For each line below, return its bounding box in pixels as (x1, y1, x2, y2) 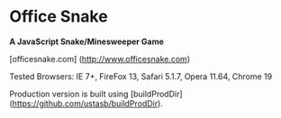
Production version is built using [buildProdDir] (9, 88, 183, 99)
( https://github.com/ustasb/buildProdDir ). (9, 97, 164, 109)
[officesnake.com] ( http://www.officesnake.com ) (9, 53, 191, 64)
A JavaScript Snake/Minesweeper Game (9, 36, 165, 47)
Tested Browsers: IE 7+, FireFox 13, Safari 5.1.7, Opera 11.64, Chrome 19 (9, 70, 273, 82)
